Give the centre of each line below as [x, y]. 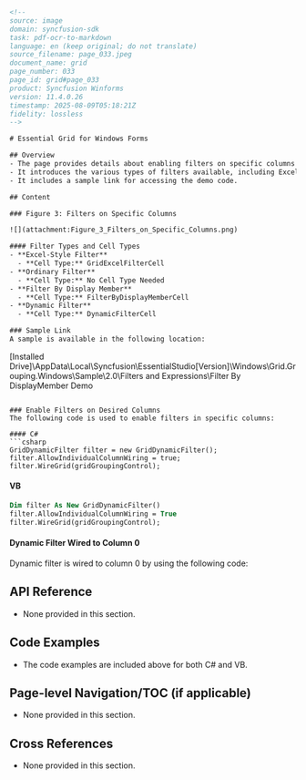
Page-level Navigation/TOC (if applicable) [131, 693]
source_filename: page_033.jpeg [71, 55]
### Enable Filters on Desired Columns [85, 410]
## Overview [32, 155]
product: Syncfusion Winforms [67, 88]
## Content [30, 197]
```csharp [28, 442]
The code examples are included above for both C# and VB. [135, 664]
